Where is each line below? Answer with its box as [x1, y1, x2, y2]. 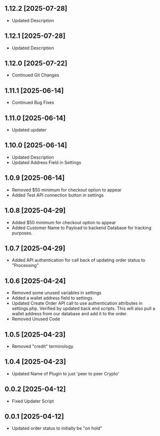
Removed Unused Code [11, 316, 60, 322]
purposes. [11, 230, 33, 236]
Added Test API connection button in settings [11, 192, 104, 198]
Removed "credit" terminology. [11, 343, 75, 349]
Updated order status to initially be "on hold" [11, 425, 102, 431]
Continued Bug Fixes [11, 100, 55, 105]
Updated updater [11, 127, 47, 133]
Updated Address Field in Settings [11, 159, 82, 165]
